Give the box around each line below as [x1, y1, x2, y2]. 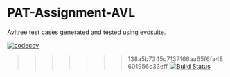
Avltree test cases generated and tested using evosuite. [7, 28, 166, 36]
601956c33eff [127, 62, 168, 70]
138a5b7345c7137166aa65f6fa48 [127, 54, 224, 63]
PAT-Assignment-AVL [7, 5, 136, 21]
